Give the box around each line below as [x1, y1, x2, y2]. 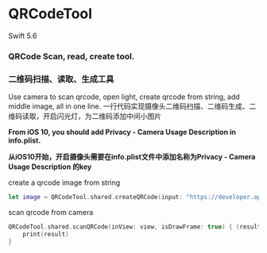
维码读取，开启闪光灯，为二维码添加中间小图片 [8, 112, 161, 121]
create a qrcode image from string [8, 178, 121, 187]
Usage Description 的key [8, 162, 92, 171]
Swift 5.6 [8, 31, 37, 40]
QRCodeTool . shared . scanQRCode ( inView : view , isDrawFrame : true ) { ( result [8, 223, 261, 231]
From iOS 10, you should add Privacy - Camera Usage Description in [8, 128, 237, 137]
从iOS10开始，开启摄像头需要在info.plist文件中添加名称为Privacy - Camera [8, 152, 256, 162]
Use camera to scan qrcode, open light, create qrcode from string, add [8, 92, 240, 102]
